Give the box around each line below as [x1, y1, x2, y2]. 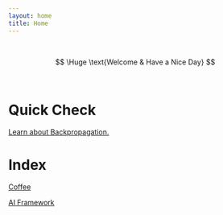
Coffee [8, 182, 31, 192]
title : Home [8, 19, 48, 27]
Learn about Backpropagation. [8, 127, 109, 137]
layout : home [8, 11, 52, 20]
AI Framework [8, 198, 55, 208]
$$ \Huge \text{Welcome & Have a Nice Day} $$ [55, 57, 216, 67]
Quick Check [8, 101, 97, 119]
